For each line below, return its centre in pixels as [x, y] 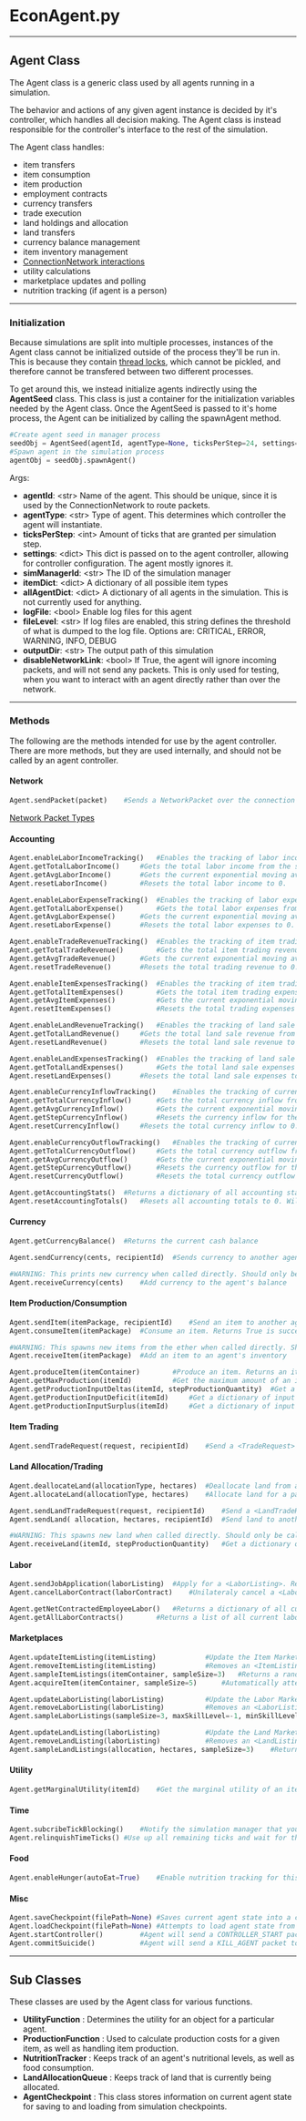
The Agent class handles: [57, 147]
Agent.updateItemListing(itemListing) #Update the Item [140, 1658]
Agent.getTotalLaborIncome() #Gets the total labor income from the [150, 866]
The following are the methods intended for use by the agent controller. [143, 741]
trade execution [52, 213]
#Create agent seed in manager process [85, 435]
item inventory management [75, 251]
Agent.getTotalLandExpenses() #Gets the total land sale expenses [153, 1067]
